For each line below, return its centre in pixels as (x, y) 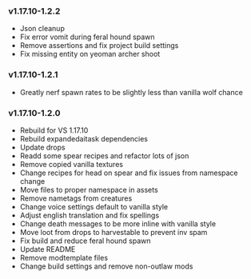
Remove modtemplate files (64, 257)
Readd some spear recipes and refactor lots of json (104, 155)
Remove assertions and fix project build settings (99, 46)
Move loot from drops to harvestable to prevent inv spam (114, 232)
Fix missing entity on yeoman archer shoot (90, 54)
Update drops (42, 147)
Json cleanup (42, 29)
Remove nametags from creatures (76, 198)
